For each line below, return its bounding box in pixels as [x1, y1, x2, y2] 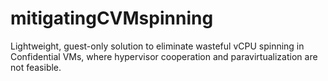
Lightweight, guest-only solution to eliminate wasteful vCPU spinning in [10, 40, 305, 52]
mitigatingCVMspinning [10, 7, 214, 30]
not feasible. [10, 61, 62, 73]
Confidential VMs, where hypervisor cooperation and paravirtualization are [10, 50, 318, 62]
